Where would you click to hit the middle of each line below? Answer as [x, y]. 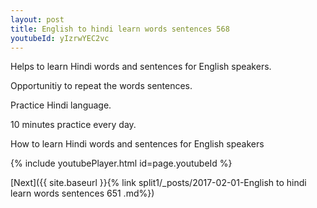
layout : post [37, 19]
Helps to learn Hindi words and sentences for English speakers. [141, 67]
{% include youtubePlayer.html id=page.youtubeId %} [121, 163]
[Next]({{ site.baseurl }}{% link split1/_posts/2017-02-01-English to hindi [158, 183]
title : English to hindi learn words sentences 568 [120, 29]
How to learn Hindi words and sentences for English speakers [137, 144]
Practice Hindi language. [61, 105]
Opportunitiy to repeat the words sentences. [101, 86]
